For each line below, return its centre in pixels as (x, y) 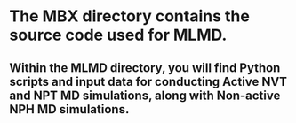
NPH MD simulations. (69, 109)
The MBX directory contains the (130, 16)
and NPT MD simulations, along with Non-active (145, 95)
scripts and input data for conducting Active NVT (148, 81)
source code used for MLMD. (118, 35)
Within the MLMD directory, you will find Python (145, 68)
